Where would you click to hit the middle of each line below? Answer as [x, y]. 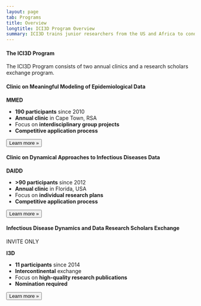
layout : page [22, 12]
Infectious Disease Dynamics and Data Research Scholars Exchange [93, 228]
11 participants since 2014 [48, 265]
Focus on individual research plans [59, 195]
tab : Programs [24, 17]
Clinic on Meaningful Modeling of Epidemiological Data [76, 86]
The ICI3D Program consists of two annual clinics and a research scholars [97, 66]
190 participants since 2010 [50, 111]
